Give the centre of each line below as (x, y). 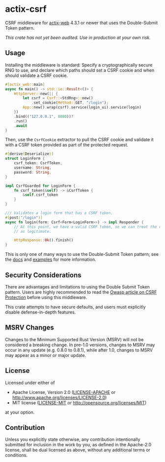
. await (21, 126)
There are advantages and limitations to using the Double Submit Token (77, 286)
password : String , (33, 172)
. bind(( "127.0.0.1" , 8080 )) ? (44, 116)
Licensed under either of (30, 383)
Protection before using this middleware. (46, 297)
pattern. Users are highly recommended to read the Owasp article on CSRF (81, 292)
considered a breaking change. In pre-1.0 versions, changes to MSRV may (80, 345)
